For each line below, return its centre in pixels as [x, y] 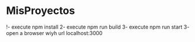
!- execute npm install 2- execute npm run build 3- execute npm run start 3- [98, 27]
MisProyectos [41, 11]
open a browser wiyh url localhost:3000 [54, 33]
